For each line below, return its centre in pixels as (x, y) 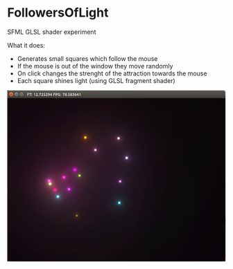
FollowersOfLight (58, 13)
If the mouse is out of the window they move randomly (95, 66)
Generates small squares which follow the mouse (87, 58)
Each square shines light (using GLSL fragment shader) (96, 80)
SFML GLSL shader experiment (52, 32)
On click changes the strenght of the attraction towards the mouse (112, 73)
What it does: (26, 45)
